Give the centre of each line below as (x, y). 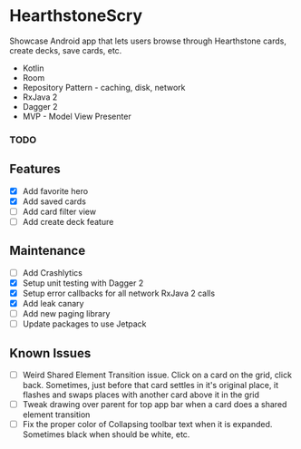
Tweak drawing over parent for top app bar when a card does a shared (155, 404)
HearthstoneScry (76, 16)
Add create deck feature (68, 221)
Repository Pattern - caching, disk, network (104, 87)
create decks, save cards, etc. (66, 50)
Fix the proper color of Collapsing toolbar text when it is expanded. (147, 425)
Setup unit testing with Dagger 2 (83, 283)
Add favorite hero (55, 190)
